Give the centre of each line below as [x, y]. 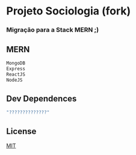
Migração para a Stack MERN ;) [53, 30]
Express [16, 68]
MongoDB [16, 63]
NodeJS [14, 80]
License [21, 131]
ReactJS [16, 74]
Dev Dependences [42, 98]
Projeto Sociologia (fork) [69, 11]
